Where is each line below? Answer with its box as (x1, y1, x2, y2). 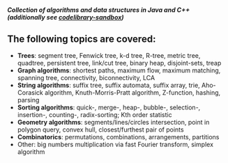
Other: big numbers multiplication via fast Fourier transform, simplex (17, 140, 214, 149)
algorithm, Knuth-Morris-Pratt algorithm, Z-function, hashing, (44, 88, 221, 97)
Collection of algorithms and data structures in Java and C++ (7, 6, 190, 14)
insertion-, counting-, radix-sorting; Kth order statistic (17, 111, 172, 119)
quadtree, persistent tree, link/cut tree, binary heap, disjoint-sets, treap (17, 59, 222, 68)
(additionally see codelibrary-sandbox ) (7, 13, 124, 21)
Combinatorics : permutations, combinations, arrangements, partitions (17, 133, 220, 141)
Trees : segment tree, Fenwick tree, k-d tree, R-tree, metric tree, (17, 52, 201, 60)
